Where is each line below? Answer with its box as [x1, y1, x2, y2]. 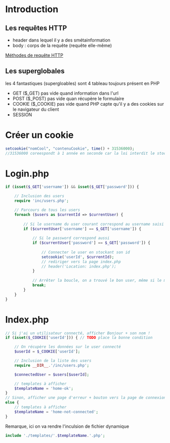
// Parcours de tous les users [14, 207, 80, 213]
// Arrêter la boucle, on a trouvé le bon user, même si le [32, 278, 162, 283]
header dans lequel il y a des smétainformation [12, 37, 110, 43]
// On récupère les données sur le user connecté [14, 344, 121, 349]
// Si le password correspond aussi [32, 236, 110, 241]
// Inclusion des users [14, 194, 65, 199]
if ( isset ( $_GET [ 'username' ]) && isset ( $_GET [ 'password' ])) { [5, 185, 139, 190]
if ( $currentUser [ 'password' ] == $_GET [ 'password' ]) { [32, 240, 151, 246]
